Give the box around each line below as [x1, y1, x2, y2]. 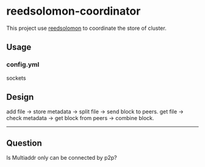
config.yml [6, 60, 40, 69]
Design [6, 92, 34, 102]
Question [6, 138, 42, 148]
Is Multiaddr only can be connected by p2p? [6, 154, 117, 162]
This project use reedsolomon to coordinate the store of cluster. [6, 24, 167, 32]
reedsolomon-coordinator [6, 4, 141, 18]
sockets [6, 74, 26, 82]
